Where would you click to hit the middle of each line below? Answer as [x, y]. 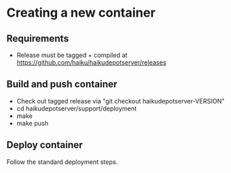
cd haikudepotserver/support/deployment [77, 108]
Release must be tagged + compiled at [72, 55]
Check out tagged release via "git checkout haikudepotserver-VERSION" [121, 101]
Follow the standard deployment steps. [62, 162]
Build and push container [62, 84]
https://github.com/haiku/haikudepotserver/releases [91, 63]
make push [32, 123]
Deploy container [45, 145]
